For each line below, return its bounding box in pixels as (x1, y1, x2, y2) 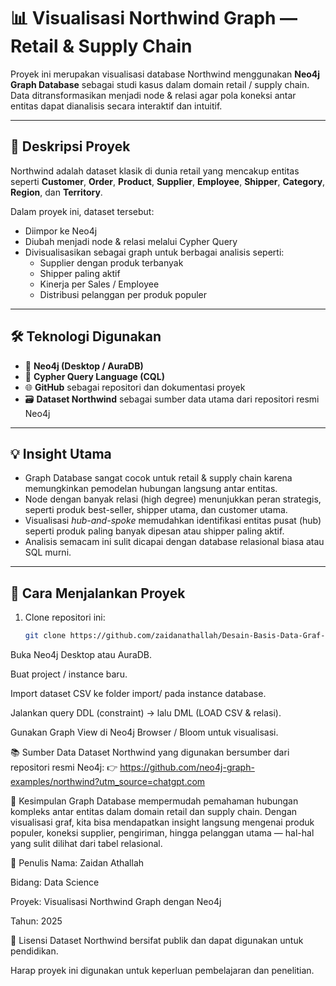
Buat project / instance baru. (10, 668, 128, 680)
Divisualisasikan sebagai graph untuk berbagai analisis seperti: (24, 246, 285, 258)
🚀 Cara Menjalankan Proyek (10, 585, 186, 602)
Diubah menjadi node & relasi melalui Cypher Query (24, 235, 238, 247)
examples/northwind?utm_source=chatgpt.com (10, 776, 206, 788)
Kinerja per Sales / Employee (39, 278, 160, 290)
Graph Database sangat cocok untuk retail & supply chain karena (24, 472, 293, 484)
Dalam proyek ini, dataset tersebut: (10, 205, 155, 217)
